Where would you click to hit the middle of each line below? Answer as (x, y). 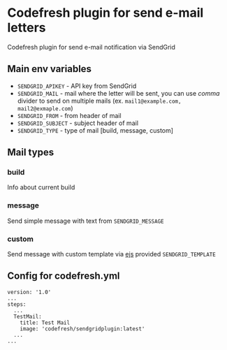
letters (27, 28)
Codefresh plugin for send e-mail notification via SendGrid (91, 47)
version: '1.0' (29, 292)
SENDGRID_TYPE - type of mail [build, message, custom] (95, 130)
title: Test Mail (45, 323)
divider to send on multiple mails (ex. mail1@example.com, (99, 101)
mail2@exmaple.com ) (45, 108)
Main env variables (50, 69)
